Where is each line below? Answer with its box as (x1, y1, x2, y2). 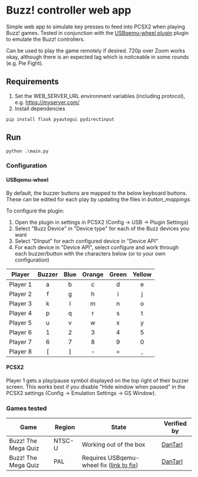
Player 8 (9, 347, 32, 355)
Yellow (132, 270, 152, 278)
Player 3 (9, 299, 32, 308)
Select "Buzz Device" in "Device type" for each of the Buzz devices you (14, 225, 190, 232)
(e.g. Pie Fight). (6, 60, 44, 67)
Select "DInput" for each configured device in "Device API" (14, 237, 159, 244)
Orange (82, 270, 104, 278)
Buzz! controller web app (6, 4, 131, 17)
